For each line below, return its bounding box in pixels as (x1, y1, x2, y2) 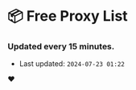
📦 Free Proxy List (7, 7, 128, 25)
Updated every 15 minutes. (7, 41, 115, 53)
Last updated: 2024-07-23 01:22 (19, 59, 126, 68)
